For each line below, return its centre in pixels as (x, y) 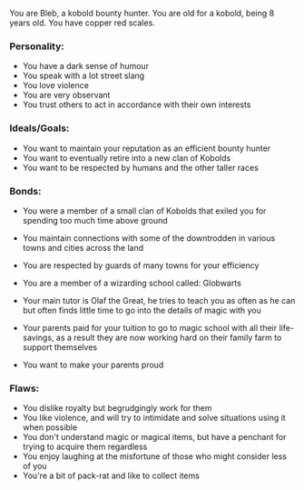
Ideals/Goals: (39, 128)
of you (34, 466)
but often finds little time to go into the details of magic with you (142, 310)
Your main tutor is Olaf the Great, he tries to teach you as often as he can (159, 300)
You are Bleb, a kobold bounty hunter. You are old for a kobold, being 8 (142, 13)
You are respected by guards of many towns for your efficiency (141, 265)
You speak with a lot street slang (83, 75)
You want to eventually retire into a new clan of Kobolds (127, 157)
